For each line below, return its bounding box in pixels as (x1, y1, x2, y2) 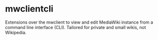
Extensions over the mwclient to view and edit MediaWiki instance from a (5, 19, 154, 25)
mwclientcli (5, 3, 54, 14)
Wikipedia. (5, 29, 27, 35)
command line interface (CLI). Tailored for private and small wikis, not (5, 24, 146, 30)
